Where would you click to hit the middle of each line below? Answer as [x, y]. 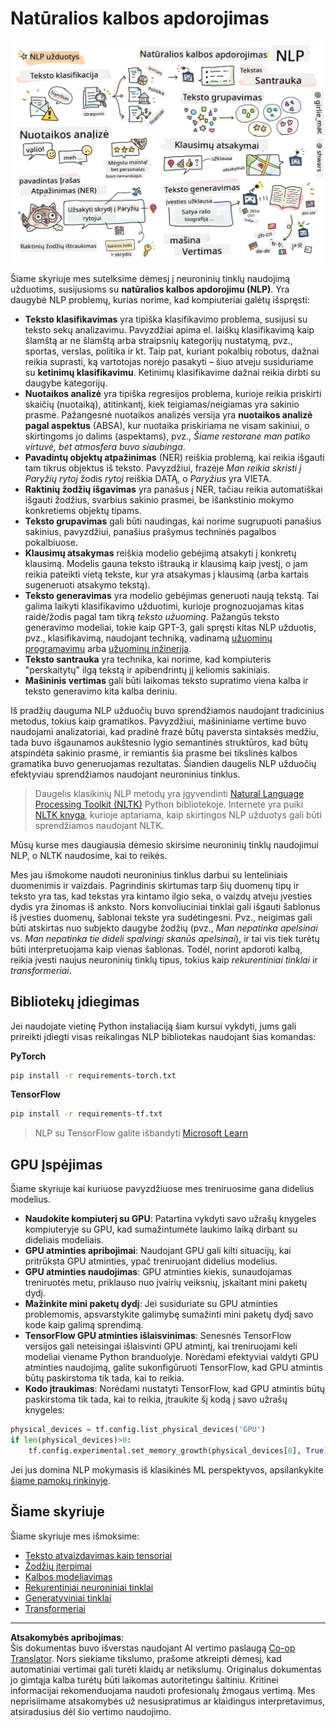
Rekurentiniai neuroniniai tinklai [89, 1587]
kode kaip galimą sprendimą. [84, 1325]
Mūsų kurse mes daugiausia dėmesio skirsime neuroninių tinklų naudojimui [164, 844]
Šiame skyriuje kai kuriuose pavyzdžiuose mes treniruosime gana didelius [162, 1189]
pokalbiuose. [51, 542]
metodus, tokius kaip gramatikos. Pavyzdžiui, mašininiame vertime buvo [158, 721]
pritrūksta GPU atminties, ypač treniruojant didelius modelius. [151, 1261]
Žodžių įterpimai [58, 1566]
